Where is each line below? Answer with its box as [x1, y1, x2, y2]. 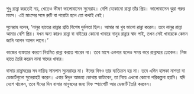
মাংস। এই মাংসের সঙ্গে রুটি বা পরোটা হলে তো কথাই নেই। [6, 12, 105, 18]
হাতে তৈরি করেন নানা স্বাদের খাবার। [6, 56, 65, 62]
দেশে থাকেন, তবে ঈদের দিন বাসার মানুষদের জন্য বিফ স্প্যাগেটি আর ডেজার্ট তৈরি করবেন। [6, 80, 153, 87]
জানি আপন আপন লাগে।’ [6, 37, 49, 44]
